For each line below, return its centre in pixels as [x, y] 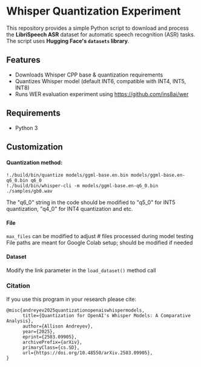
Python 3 [26, 128]
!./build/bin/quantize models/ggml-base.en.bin [68, 175]
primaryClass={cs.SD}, [51, 348]
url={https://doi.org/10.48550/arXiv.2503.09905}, [87, 353]
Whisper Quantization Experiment [94, 11]
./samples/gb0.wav [29, 191]
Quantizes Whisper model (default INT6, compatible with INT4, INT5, [100, 81]
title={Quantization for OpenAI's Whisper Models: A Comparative [106, 315]
